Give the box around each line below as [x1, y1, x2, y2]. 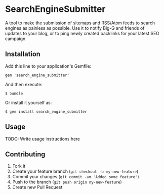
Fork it [12, 163, 26, 169]
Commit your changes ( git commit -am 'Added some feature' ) [12, 174, 139, 180]
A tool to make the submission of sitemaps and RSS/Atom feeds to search [5, 20, 155, 26]
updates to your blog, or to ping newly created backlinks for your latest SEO [5, 30, 160, 36]
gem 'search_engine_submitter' [5, 73, 70, 78]
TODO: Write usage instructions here [5, 136, 80, 142]
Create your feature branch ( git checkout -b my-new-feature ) [12, 168, 139, 174]
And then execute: [5, 81, 42, 87]
